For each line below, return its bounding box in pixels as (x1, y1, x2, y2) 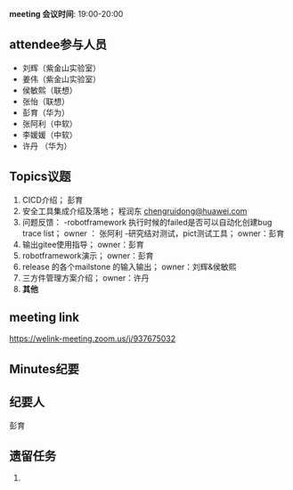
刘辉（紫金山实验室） (21, 62, 101, 73)
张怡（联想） (21, 95, 69, 106)
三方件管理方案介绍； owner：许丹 (21, 272, 150, 283)
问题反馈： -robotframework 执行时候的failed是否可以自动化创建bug (21, 216, 273, 227)
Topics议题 (9, 169, 71, 184)
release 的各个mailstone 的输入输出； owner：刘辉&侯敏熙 (21, 261, 237, 272)
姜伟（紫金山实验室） (21, 73, 101, 84)
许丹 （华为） (21, 140, 72, 151)
